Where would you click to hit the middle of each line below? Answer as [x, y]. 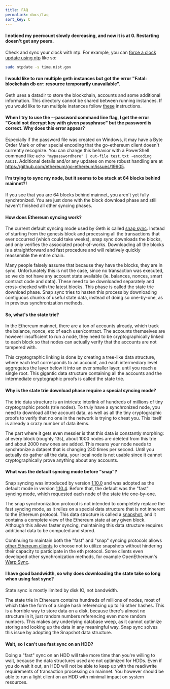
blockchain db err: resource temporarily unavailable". [63, 84]
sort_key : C [18, 19]
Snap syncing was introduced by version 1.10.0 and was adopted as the [80, 483]
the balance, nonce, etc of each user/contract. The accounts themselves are [85, 331]
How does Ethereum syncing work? [44, 217]
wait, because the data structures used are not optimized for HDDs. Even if [84, 661]
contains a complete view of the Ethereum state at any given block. [76, 520]
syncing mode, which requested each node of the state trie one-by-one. [81, 494]
